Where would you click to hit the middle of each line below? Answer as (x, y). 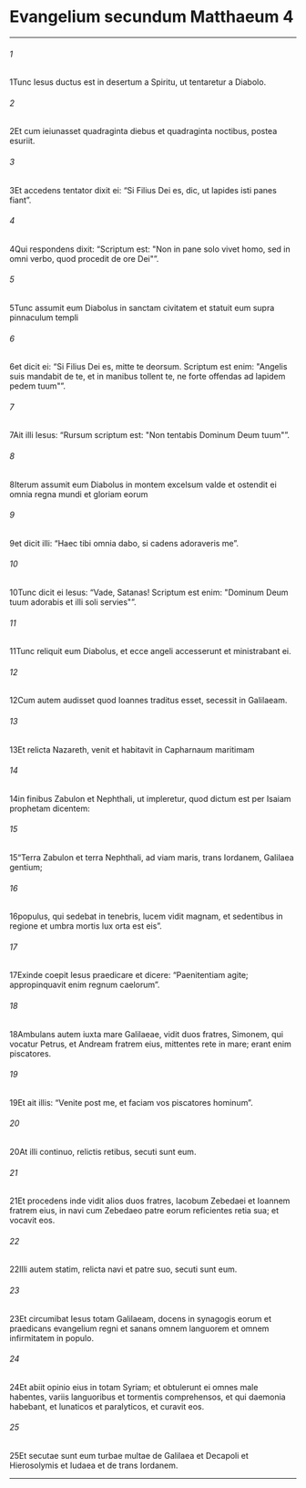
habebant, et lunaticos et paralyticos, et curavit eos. (107, 1406)
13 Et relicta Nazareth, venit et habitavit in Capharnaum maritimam (132, 749)
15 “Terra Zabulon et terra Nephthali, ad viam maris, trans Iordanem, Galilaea (152, 857)
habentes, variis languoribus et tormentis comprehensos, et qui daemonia (148, 1397)
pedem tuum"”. (38, 386)
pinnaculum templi (44, 317)
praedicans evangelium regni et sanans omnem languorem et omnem (139, 1328)
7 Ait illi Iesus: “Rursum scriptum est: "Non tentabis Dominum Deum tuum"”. (149, 435)
